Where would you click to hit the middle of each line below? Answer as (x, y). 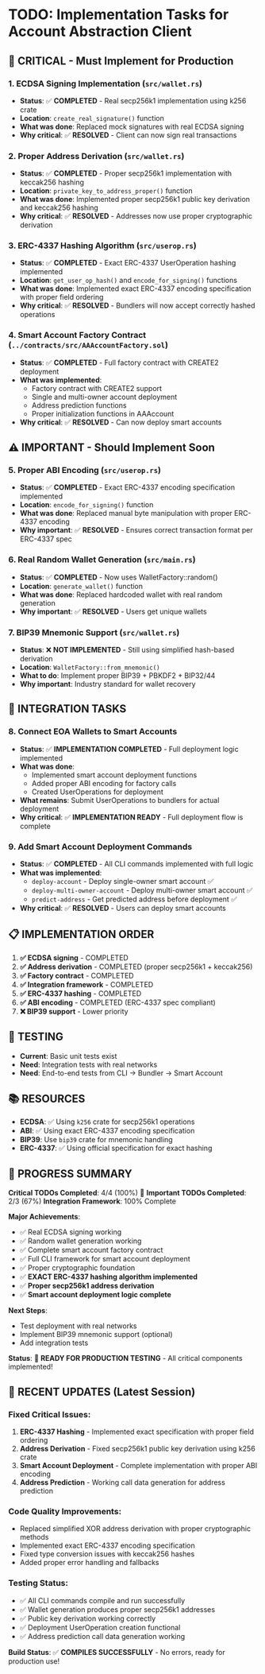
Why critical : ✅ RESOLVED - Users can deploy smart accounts (123, 909)
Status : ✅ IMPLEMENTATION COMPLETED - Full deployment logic (129, 749)
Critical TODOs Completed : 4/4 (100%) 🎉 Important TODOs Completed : (127, 1193)
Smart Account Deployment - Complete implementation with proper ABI (138, 1465)
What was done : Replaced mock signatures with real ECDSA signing (132, 126)
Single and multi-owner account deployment (104, 397)
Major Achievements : (44, 1217)
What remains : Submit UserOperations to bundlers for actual (119, 800)
